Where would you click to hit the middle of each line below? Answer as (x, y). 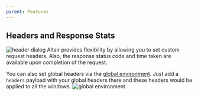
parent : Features (27, 12)
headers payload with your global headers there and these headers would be (99, 80)
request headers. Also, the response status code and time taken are (89, 56)
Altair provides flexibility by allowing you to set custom (113, 50)
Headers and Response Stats (61, 36)
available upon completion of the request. (57, 62)
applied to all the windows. (39, 87)
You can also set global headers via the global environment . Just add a (92, 74)
